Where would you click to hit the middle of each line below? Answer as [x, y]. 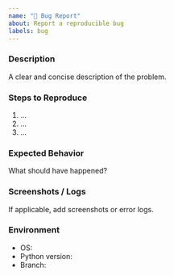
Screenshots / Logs [47, 192]
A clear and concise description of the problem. [87, 77]
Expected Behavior [46, 153]
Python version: [46, 256]
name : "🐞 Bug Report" [45, 16]
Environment [34, 230]
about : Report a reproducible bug [66, 23]
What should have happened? [58, 171]
